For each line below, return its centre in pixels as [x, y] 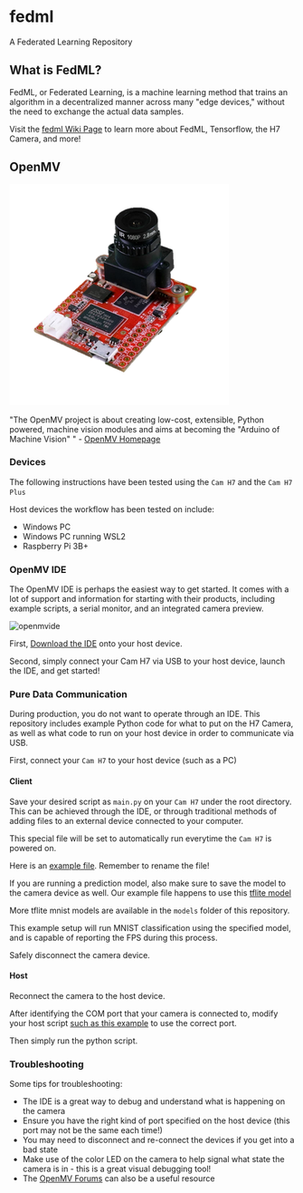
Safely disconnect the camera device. [80, 955]
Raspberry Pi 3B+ [55, 546]
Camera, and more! [45, 139]
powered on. [33, 848]
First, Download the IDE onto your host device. [96, 644]
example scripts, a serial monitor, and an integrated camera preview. [137, 608]
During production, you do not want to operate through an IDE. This [135, 714]
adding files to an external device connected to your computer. [127, 820]
